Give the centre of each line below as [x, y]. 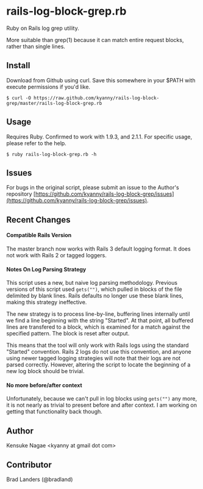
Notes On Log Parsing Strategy [46, 269]
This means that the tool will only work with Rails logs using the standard [98, 345]
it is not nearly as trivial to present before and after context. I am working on [101, 405]
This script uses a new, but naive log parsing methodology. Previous [92, 283]
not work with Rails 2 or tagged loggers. [56, 255]
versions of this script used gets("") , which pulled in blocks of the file [94, 289]
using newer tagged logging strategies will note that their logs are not [94, 359]
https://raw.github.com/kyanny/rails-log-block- [96, 98]
